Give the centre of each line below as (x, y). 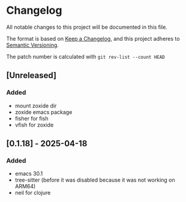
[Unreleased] (31, 76)
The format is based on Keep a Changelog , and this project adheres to (93, 38)
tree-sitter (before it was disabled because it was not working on (95, 180)
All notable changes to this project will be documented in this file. (87, 27)
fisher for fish (32, 118)
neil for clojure (33, 193)
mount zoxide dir (36, 105)
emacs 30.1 (29, 174)
